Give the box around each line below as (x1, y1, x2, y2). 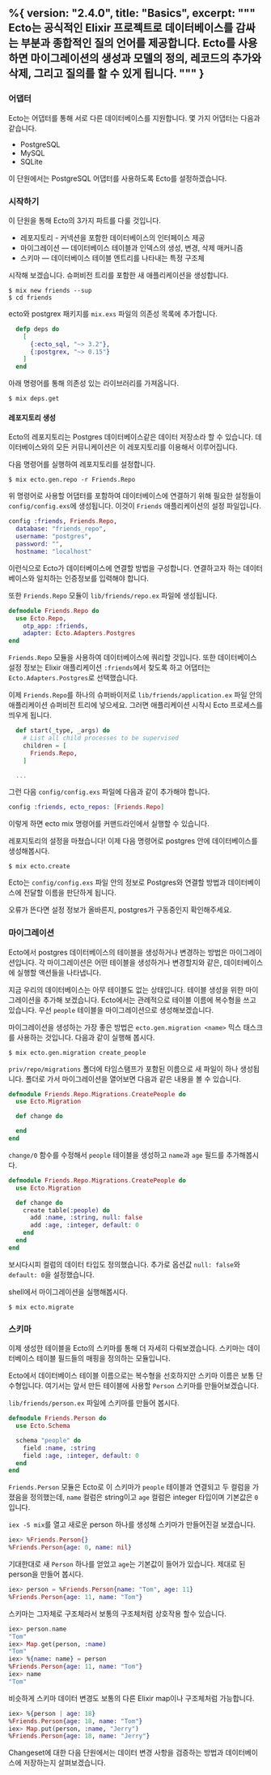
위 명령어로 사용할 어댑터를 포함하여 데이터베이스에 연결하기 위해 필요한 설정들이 (8, 491, 261, 501)
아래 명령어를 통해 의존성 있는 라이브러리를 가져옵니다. (8, 379, 180, 388)
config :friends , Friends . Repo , (8, 517, 117, 525)
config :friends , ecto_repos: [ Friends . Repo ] (8, 803, 164, 812)
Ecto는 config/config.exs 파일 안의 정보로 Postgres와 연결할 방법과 (8, 877, 227, 887)
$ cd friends (8, 294, 53, 302)
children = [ (23, 741, 67, 749)
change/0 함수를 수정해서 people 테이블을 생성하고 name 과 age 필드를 (8, 1150, 225, 1160)
